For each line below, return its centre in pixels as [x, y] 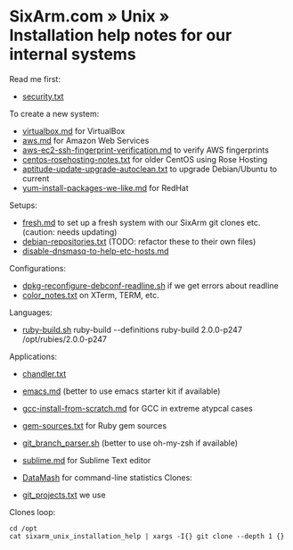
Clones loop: [33, 512]
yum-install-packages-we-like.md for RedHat [105, 187]
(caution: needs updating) [69, 232]
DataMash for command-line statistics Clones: [107, 477]
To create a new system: [54, 113]
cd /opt [24, 529]
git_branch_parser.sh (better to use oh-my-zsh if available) [130, 443]
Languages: [31, 312]
